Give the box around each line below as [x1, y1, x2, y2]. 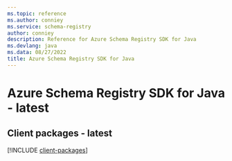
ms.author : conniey [7, 17, 64, 24]
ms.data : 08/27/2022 [7, 49, 67, 56]
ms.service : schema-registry [7, 23, 91, 30]
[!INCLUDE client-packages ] [7, 146, 88, 154]
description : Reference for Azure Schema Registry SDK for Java [7, 36, 197, 43]
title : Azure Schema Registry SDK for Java [7, 56, 135, 62]
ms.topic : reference [7, 10, 67, 17]
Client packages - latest [7, 128, 113, 139]
